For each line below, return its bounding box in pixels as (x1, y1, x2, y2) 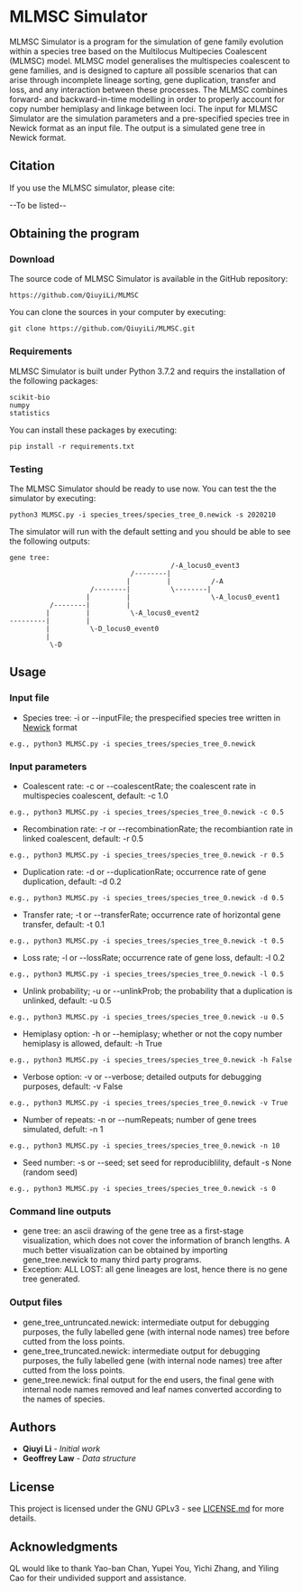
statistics (9, 408, 50, 417)
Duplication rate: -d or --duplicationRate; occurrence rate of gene (22, 867, 267, 878)
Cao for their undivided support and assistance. (9, 1573, 187, 1584)
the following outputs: (9, 535, 90, 547)
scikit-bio (9, 393, 50, 402)
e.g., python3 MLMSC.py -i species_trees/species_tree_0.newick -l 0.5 (9, 970, 284, 979)
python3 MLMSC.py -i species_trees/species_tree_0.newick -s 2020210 (9, 510, 277, 520)
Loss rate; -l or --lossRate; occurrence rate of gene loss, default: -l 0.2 (22, 953, 286, 964)
